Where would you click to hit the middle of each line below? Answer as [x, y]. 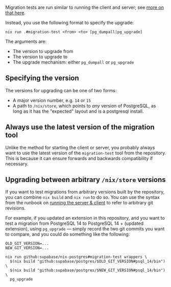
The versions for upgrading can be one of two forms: [61, 90]
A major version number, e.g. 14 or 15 [52, 100]
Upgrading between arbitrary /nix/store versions [86, 180]
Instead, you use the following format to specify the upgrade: [70, 23]
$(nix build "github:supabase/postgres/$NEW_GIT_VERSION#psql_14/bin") [88, 270]
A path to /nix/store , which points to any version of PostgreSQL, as [84, 106]
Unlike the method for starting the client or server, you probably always [80, 147]
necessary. [17, 164]
